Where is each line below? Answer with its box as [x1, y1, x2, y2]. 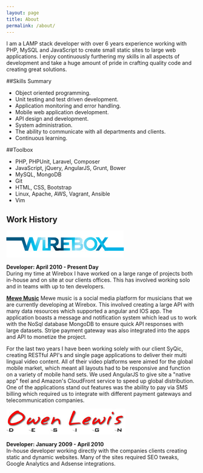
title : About [6, 16, 39, 22]
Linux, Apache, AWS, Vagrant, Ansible [15, 190, 110, 197]
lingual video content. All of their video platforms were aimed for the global [6, 358, 193, 366]
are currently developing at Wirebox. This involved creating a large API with [6, 301, 195, 308]
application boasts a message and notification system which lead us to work [6, 314, 197, 321]
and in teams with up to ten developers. [6, 283, 105, 290]
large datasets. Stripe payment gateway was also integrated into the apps [6, 327, 190, 334]
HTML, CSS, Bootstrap [15, 184, 72, 191]
